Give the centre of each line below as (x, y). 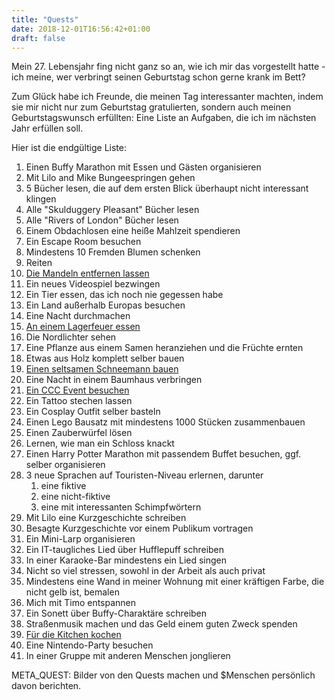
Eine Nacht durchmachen (78, 316)
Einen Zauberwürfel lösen (79, 433)
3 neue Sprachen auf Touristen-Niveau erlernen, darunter (144, 475)
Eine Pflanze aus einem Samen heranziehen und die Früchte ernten (164, 348)
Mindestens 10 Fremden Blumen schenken (113, 252)
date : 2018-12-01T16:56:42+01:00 (81, 29)
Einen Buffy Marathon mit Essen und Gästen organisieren (143, 167)
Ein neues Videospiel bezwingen (93, 284)
